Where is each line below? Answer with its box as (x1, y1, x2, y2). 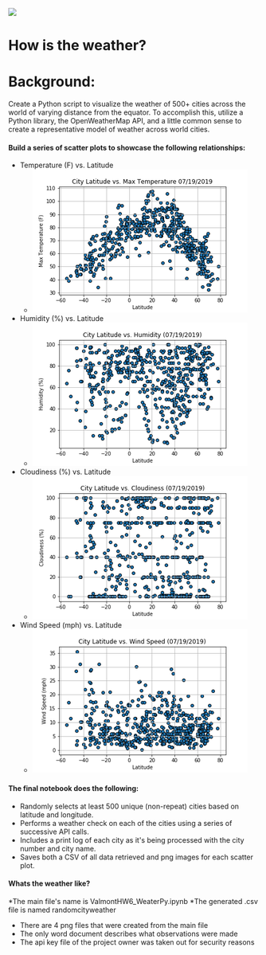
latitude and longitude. (19, 809, 94, 820)
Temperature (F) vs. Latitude (19, 160, 114, 170)
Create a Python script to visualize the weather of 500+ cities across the (8, 100, 246, 109)
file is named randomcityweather (8, 905, 117, 914)
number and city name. (19, 843, 96, 853)
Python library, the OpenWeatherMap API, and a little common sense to (8, 116, 242, 126)
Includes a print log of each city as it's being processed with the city (19, 835, 244, 844)
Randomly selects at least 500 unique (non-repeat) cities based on (19, 801, 240, 811)
